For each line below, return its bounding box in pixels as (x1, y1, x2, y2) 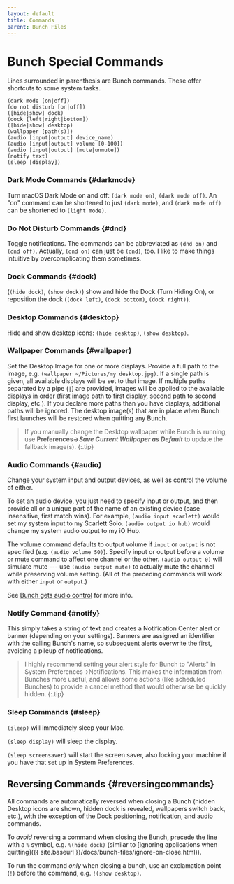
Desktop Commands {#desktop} (7, 312, 119, 322)
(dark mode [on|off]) (7, 97, 71, 105)
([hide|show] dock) (7, 110, 64, 117)
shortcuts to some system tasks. (7, 84, 101, 92)
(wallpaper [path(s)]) (7, 128, 73, 135)
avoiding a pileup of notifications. (7, 647, 103, 655)
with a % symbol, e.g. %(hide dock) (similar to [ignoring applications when (7, 840, 218, 848)
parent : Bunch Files (7, 23, 68, 30)
